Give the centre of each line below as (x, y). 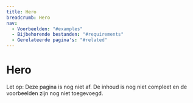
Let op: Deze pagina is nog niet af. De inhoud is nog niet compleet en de (97, 87)
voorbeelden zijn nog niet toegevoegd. (55, 93)
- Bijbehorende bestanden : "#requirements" (68, 35)
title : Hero (21, 12)
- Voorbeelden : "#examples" (47, 29)
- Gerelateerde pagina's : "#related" (60, 40)
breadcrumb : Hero (28, 18)
